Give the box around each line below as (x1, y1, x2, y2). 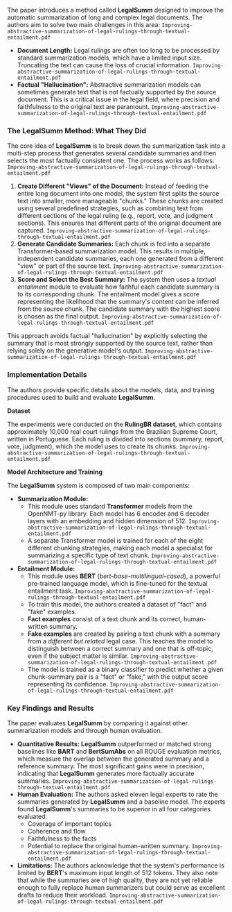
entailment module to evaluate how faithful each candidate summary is (17, 282, 220, 291)
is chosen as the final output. (17, 312, 100, 321)
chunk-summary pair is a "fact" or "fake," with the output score (27, 673, 208, 681)
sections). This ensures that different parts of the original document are (17, 219, 222, 228)
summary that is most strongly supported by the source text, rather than (7, 339, 213, 348)
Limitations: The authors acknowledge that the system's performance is (17, 861, 225, 870)
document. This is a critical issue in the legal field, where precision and (17, 95, 220, 103)
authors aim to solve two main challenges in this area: (7, 21, 161, 28)
